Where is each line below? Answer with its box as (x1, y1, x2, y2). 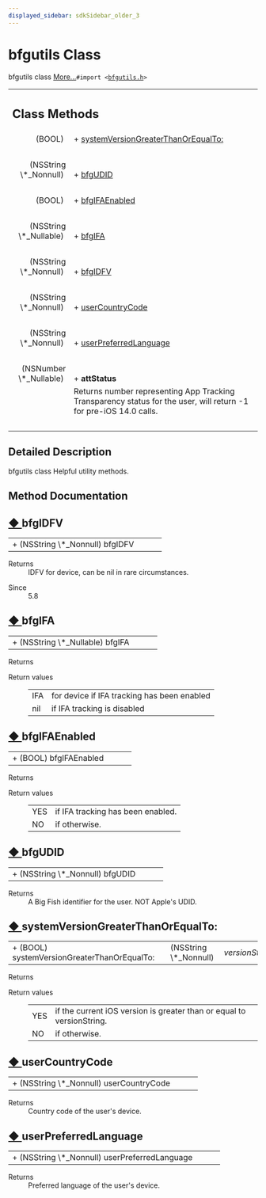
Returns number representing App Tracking (74, 386, 235, 397)
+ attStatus (74, 373, 117, 384)
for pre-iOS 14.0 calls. (74, 405, 158, 416)
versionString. (55, 1015, 108, 1026)
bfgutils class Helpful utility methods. (8, 466, 129, 476)
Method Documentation (8, 489, 128, 503)
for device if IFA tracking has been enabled (51, 690, 211, 701)
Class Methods (12, 106, 100, 122)
